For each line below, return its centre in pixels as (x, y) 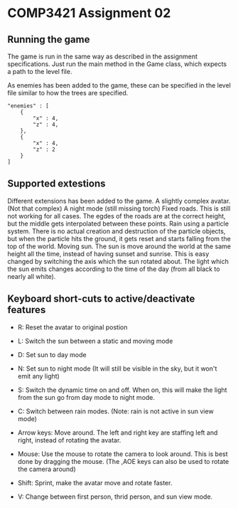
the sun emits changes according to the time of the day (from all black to (114, 269)
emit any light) (39, 376)
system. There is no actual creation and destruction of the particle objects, (117, 231)
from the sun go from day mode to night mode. (86, 397)
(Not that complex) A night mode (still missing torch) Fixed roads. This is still (119, 208)
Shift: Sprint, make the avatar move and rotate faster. (95, 482)
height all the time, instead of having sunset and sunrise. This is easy (108, 253)
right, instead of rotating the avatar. (69, 440)
